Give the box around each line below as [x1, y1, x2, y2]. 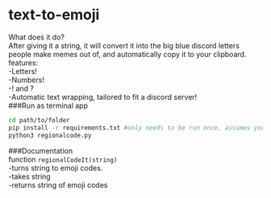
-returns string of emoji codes [8, 179, 108, 190]
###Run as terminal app [8, 101, 89, 110]
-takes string [8, 171, 51, 181]
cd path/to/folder [8, 116, 70, 124]
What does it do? [8, 32, 65, 42]
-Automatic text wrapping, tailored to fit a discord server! [8, 92, 198, 101]
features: [8, 58, 39, 68]
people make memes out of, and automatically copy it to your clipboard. [8, 49, 247, 59]
